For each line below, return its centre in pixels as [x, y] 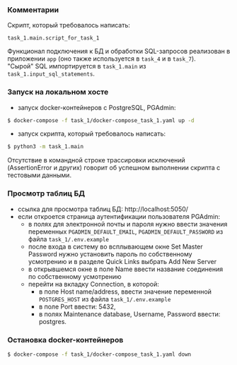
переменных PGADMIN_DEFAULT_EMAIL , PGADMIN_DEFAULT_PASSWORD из [126, 232]
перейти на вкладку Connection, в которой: [93, 284]
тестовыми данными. [40, 175]
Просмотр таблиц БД [46, 193]
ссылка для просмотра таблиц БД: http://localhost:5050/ [103, 209]
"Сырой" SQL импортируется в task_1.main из [77, 66]
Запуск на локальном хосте [58, 92]
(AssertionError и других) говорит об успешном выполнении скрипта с [114, 168]
